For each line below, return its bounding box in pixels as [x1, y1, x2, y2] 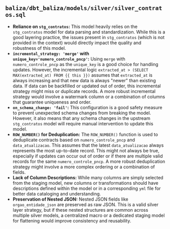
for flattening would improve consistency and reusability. [12, 217, 131, 223]
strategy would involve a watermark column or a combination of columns [12, 93, 165, 100]
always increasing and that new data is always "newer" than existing [12, 77, 156, 83]
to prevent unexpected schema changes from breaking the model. [12, 110, 151, 116]
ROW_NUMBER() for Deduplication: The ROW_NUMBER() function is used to [12, 131, 158, 137]
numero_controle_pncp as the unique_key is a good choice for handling [12, 61, 159, 67]
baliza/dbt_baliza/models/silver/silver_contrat [5, 5, 162, 12]
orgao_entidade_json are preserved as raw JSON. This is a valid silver [12, 201, 159, 208]
